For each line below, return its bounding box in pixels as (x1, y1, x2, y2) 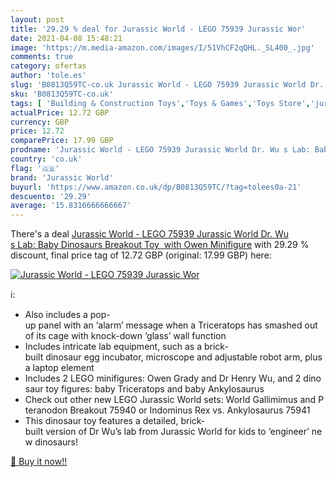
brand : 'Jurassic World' (10, 172, 114, 183)
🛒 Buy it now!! (10, 456, 68, 468)
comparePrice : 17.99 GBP (10, 136, 114, 146)
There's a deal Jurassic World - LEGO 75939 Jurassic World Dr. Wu (10, 228, 289, 240)
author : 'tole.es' (10, 71, 87, 81)
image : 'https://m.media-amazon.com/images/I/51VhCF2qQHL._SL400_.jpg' (10, 42, 315, 53)
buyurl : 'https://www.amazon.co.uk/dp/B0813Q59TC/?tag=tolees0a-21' (10, 182, 302, 192)
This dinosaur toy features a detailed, (24, 415, 179, 427)
